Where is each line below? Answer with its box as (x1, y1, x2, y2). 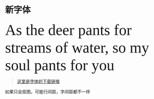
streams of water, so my (5, 38, 150, 56)
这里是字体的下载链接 (17, 78, 60, 84)
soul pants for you (5, 56, 115, 74)
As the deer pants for (5, 21, 132, 39)
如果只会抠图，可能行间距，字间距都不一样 (5, 88, 90, 95)
